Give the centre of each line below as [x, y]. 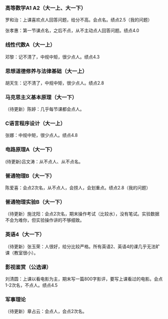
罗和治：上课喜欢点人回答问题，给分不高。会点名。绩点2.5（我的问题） [79, 20]
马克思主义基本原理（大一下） [41, 97]
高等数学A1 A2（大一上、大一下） [46, 8]
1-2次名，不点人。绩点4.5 [31, 285]
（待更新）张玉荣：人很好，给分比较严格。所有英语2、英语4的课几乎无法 [80, 246]
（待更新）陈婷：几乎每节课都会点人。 [45, 109]
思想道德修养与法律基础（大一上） [46, 71]
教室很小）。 [26, 253]
